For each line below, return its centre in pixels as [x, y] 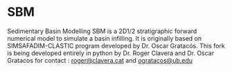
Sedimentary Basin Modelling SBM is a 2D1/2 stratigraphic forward [102, 31]
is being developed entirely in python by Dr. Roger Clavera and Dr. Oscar [111, 53]
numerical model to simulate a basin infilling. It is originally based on [105, 38]
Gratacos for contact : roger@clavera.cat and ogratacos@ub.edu [100, 60]
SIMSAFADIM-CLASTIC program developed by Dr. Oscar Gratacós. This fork [116, 45]
